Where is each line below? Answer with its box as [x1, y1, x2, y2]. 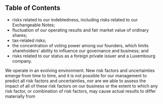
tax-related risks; [12, 37, 47, 43]
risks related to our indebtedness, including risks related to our [12, 17, 138, 22]
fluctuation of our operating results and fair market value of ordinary [12, 27, 149, 33]
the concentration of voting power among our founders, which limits [12, 42, 149, 48]
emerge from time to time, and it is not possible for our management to [5, 72, 147, 78]
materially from [5, 93, 36, 99]
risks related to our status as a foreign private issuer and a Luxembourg [12, 53, 156, 59]
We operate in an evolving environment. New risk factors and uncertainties [5, 68, 155, 73]
